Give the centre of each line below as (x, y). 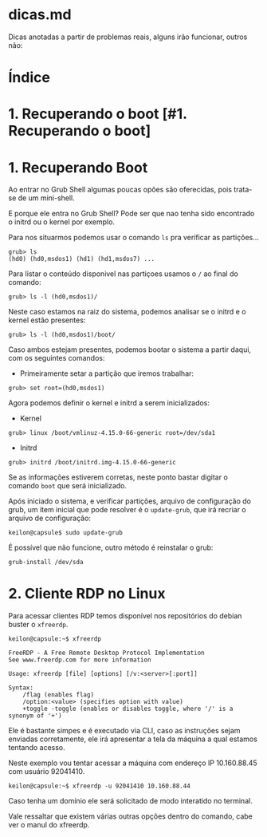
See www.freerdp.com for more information (80, 660)
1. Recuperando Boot (78, 167)
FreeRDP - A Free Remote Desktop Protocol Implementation (106, 653)
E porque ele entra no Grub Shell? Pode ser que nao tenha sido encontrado (132, 214)
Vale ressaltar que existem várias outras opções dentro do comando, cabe (131, 816)
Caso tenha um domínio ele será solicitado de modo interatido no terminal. (130, 801)
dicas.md (40, 15)
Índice (29, 78)
